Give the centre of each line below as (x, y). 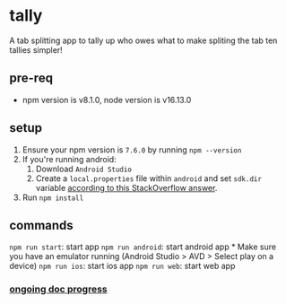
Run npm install (53, 197)
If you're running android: (69, 159)
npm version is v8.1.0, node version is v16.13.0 (107, 100)
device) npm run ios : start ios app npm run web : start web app (122, 266)
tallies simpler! (36, 49)
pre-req (31, 78)
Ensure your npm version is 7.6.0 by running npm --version (132, 150)
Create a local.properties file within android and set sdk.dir (149, 178)
